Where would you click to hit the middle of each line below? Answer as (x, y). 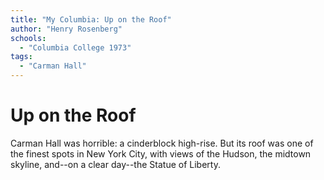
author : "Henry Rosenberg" (66, 29)
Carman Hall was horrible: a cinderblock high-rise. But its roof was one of (162, 143)
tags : (21, 57)
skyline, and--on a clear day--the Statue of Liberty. (115, 164)
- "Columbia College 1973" (75, 47)
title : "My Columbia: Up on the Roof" (91, 19)
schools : (28, 38)
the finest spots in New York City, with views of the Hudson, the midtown (161, 153)
